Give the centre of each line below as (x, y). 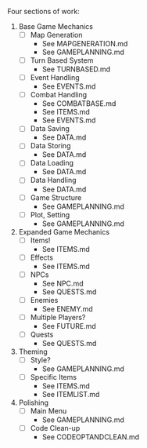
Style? (41, 360)
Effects (42, 257)
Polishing (33, 402)
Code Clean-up (55, 428)
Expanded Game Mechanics (64, 231)
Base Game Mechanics (56, 26)
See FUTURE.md (69, 326)
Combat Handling (59, 95)
